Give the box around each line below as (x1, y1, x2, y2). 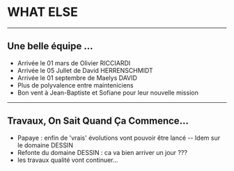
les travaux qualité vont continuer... (17, 156, 118, 164)
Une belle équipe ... (7, 40, 93, 52)
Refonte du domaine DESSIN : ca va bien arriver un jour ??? (17, 148, 188, 156)
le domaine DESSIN (17, 140, 73, 149)
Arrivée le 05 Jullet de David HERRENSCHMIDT (17, 66, 153, 74)
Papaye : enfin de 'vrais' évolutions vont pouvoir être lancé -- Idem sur (17, 133, 221, 142)
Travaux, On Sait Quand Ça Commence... (7, 115, 189, 127)
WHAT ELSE (7, 4, 78, 20)
